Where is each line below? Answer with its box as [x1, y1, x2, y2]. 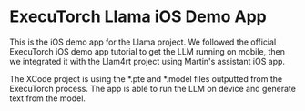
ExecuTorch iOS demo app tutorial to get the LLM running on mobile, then [9, 45, 285, 56]
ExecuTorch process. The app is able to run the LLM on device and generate [9, 83, 296, 94]
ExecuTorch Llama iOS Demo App [9, 6, 267, 27]
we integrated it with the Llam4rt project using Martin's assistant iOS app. [9, 55, 285, 66]
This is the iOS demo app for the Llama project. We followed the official [9, 36, 277, 47]
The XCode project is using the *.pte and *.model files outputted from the [9, 73, 283, 84]
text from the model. [9, 93, 86, 104]
